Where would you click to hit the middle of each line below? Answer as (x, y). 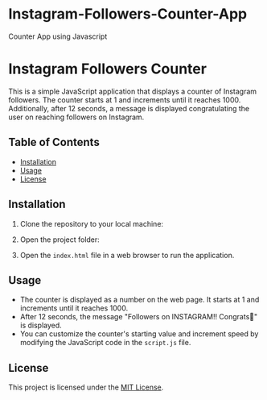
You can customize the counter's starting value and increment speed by (139, 334)
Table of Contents (54, 142)
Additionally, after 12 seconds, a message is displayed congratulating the (129, 108)
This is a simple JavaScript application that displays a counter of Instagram (133, 91)
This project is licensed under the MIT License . (86, 387)
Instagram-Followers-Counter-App (128, 14)
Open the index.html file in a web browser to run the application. (127, 255)
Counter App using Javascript (58, 36)
